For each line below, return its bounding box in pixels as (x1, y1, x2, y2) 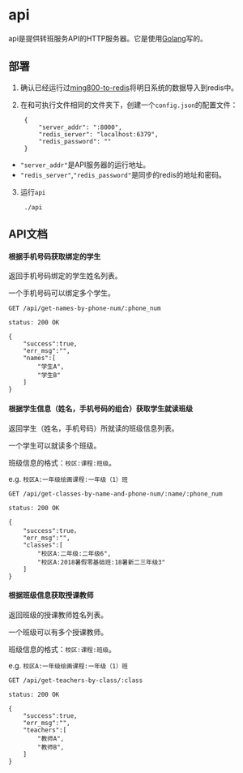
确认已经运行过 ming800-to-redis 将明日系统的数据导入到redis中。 (19, 83, 239, 92)
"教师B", (37, 743, 65, 751)
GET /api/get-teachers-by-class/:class (8, 676, 143, 685)
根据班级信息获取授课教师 (8, 590, 94, 600)
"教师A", (37, 734, 65, 743)
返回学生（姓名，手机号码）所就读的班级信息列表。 (8, 423, 179, 433)
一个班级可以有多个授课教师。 (8, 627, 108, 637)
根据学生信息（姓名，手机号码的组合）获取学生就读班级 (8, 403, 193, 413)
